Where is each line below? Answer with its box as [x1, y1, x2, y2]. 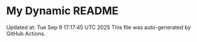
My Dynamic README [6, 4, 119, 18]
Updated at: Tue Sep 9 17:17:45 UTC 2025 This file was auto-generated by [6, 24, 192, 31]
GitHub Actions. [6, 30, 46, 37]
